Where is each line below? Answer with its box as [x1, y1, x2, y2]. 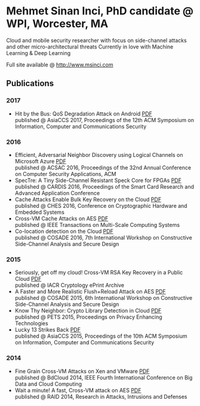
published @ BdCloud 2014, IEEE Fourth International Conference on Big [14, 374, 193, 381]
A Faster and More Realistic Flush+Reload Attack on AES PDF [14, 288, 166, 295]
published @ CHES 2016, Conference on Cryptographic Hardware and [14, 202, 187, 209]
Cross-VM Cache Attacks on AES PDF [14, 214, 109, 222]
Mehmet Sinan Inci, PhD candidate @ [6, 4, 194, 18]
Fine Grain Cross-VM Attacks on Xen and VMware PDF [14, 367, 150, 375]
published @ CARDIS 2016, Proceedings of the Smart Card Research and [14, 183, 194, 190]
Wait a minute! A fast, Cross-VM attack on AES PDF [14, 386, 141, 393]
